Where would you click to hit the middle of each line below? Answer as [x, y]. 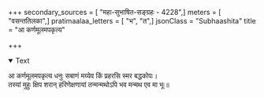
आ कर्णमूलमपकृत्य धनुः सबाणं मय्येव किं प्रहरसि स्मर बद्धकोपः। [83, 76]
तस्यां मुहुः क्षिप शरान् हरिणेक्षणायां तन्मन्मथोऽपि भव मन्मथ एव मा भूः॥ [89, 85]
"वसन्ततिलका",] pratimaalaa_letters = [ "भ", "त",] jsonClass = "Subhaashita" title [132, 21]
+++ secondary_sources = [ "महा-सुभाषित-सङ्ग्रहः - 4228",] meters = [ [115, 12]
